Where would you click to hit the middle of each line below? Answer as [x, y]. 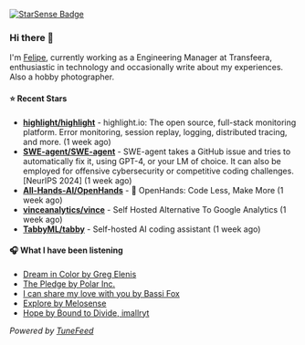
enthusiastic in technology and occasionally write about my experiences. [147, 68]
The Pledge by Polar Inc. [69, 284]
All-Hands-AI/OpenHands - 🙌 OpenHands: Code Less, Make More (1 [153, 190]
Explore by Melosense [64, 303]
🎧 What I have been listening [66, 250]
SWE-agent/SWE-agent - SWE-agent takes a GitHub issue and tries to [157, 152]
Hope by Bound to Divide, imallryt [86, 313]
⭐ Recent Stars [38, 98]
